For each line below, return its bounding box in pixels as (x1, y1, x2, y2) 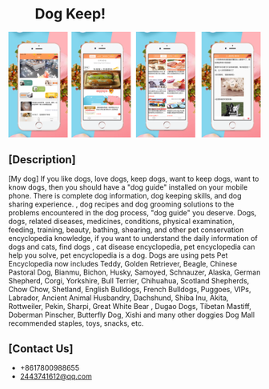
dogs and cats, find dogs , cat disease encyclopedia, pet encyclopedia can (8, 242, 255, 252)
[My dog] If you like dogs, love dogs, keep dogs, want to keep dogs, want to (8, 174, 259, 184)
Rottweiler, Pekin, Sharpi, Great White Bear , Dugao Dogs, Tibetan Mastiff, (8, 302, 252, 311)
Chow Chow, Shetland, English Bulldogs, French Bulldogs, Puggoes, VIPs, (8, 285, 251, 295)
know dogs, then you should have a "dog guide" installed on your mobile (8, 182, 248, 192)
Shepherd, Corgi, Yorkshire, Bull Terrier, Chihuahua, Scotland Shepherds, (8, 276, 250, 286)
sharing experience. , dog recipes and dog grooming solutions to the (8, 199, 235, 209)
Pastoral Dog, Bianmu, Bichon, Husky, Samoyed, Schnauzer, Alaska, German (8, 267, 261, 277)
